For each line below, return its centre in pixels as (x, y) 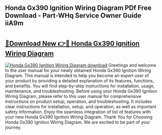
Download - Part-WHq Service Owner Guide (73, 16)
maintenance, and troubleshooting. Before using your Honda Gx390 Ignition (81, 91)
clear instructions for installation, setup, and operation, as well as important (81, 106)
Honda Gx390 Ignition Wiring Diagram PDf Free (78, 8)
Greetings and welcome (132, 65)
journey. (13, 127)
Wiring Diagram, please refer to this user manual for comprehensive (73, 96)
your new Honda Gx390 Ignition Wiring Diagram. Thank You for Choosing (79, 117)
